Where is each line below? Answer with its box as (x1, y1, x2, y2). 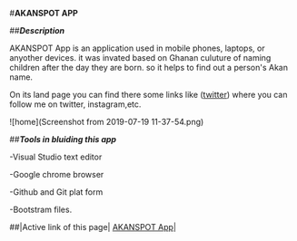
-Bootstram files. (9, 204, 73, 215)
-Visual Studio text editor (9, 151, 103, 162)
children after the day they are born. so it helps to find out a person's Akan (9, 63, 289, 72)
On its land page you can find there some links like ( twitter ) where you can (9, 90, 288, 100)
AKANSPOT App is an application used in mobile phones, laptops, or (9, 43, 265, 53)
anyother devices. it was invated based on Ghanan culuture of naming (9, 53, 272, 63)
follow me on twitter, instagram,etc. (9, 99, 142, 110)
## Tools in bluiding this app (9, 134, 116, 144)
